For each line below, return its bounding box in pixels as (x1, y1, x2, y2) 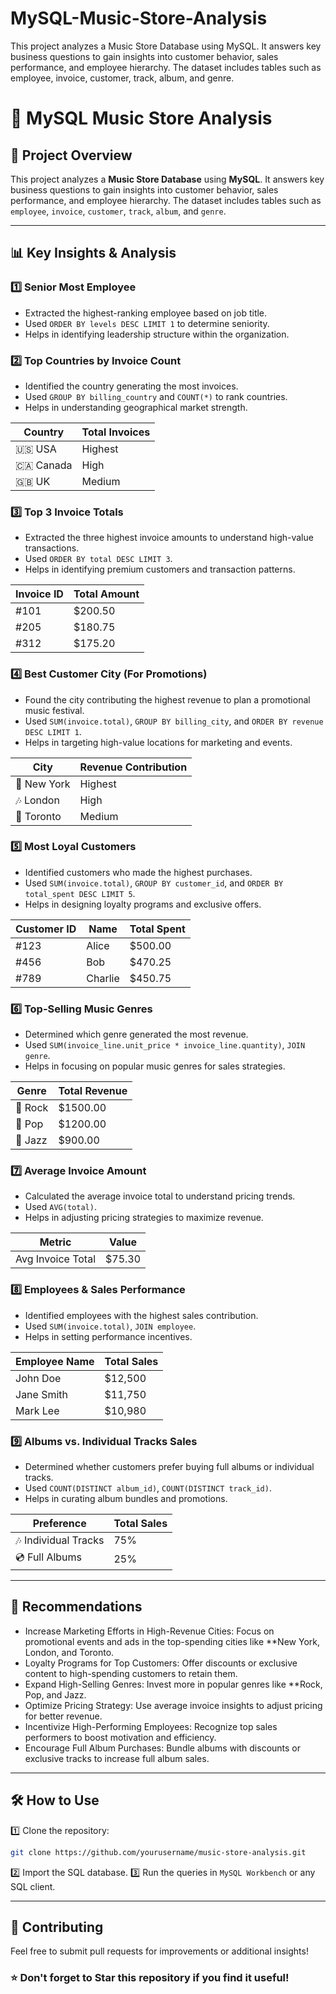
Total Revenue (58, 1084, 128, 1098)
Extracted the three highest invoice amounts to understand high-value (24, 532, 314, 544)
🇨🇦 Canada (15, 458, 73, 472)
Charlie (86, 971, 120, 985)
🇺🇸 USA (15, 442, 57, 456)
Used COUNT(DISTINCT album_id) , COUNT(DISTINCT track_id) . (24, 1482, 272, 1494)
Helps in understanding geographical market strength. (24, 401, 248, 413)
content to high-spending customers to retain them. (24, 1667, 238, 1679)
